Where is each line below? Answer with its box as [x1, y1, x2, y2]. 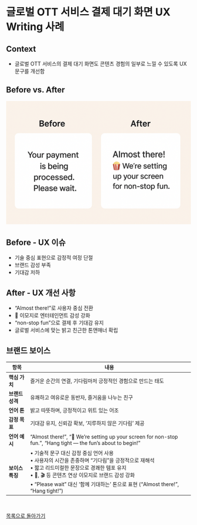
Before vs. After [6, 85, 65, 95]
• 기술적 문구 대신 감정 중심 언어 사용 [30, 449, 114, 456]
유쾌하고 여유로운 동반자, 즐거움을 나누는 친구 [30, 394, 133, 401]
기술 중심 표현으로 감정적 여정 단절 [14, 254, 93, 261]
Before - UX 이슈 [6, 237, 66, 247]
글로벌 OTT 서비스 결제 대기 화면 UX [6, 5, 171, 19]
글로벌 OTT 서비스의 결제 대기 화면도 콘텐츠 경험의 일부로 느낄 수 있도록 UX [14, 60, 187, 67]
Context [6, 44, 36, 54]
